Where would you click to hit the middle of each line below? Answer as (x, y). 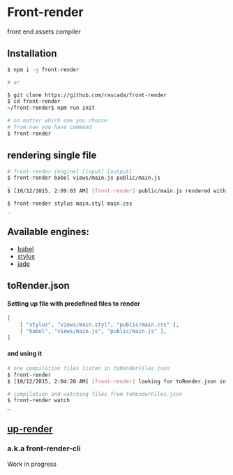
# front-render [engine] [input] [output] (70, 171)
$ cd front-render (34, 101)
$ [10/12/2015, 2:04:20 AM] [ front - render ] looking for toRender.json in (117, 381)
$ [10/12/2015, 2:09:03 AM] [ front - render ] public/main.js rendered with (117, 191)
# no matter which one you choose (58, 121)
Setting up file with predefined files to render (74, 303)
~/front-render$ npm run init (51, 108)
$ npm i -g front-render (43, 70)
